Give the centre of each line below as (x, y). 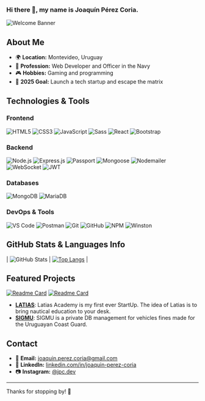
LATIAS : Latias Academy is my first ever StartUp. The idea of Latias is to (106, 305)
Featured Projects (41, 278)
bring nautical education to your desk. (63, 311)
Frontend (20, 118)
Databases (23, 183)
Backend (20, 147)
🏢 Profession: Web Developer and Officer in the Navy (83, 66)
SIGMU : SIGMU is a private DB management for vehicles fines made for (105, 318)
